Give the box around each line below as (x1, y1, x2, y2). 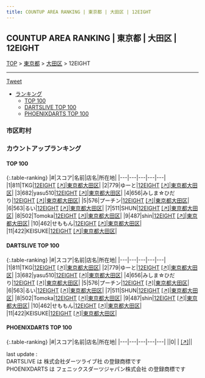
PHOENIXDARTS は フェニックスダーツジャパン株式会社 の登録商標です (6, 365, 186, 373)
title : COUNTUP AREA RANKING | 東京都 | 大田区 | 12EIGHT (6, 9, 151, 15)
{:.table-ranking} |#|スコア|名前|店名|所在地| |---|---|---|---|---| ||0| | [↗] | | (6, 338, 193, 345)
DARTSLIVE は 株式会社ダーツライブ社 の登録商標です (6, 357, 142, 365)
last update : (6, 350, 38, 357)
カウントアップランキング (6, 144, 81, 153)
